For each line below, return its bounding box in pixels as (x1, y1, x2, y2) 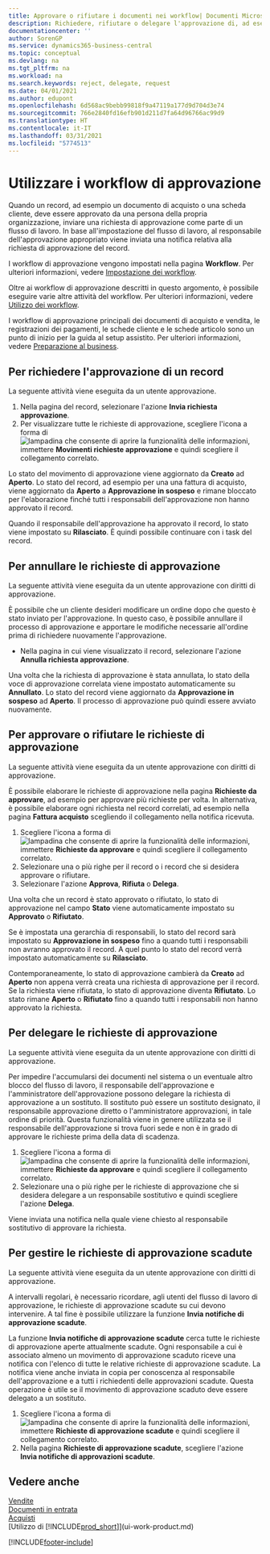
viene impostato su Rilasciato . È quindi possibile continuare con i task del (8, 527, 252, 537)
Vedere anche (8, 1474, 80, 1488)
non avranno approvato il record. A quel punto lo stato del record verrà (8, 944, 243, 954)
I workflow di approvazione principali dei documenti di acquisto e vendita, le (8, 316, 260, 326)
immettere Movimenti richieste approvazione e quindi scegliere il (19, 445, 239, 455)
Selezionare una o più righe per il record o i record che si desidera (19, 862, 239, 871)
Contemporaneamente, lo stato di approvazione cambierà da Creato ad (8, 968, 245, 978)
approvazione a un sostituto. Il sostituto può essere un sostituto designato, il (8, 1097, 261, 1107)
